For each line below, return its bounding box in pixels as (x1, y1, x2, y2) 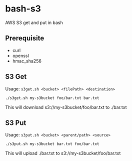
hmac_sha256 (12, 58, 41, 64)
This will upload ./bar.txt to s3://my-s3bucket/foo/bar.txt (5, 150, 121, 156)
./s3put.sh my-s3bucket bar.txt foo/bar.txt (5, 141, 99, 146)
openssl (12, 52, 29, 58)
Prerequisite (5, 34, 44, 42)
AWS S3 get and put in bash (5, 19, 63, 25)
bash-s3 (5, 3, 41, 14)
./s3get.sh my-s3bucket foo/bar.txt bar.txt (5, 95, 99, 100)
